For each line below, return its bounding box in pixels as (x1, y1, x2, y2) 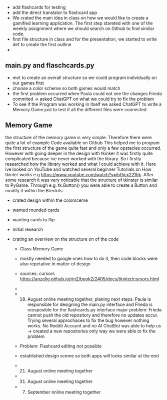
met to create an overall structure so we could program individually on (12, 75, 157, 81)
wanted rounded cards (12, 207, 59, 213)
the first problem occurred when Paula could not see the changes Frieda (12, 90, 162, 97)
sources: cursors (19, 270, 55, 276)
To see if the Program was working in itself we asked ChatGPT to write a (12, 101, 161, 107)
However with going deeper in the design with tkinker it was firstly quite (5, 150, 153, 156)
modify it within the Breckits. (5, 187, 64, 193)
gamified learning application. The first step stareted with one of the (12, 20, 153, 26)
